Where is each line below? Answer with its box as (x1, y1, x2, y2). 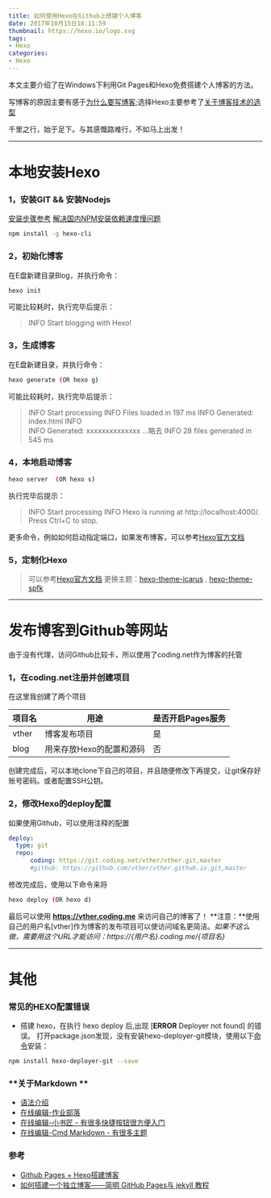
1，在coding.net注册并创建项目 (8, 671, 131, 682)
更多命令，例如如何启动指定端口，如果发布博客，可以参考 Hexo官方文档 (8, 532, 244, 541)
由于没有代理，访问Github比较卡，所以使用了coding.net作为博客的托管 (8, 649, 243, 659)
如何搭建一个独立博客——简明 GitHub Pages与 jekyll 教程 (19, 1179, 210, 1190)
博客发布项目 (44, 728, 94, 740)
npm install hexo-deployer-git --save (8, 1058, 139, 1066)
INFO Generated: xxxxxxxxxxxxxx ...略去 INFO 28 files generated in (27, 425, 252, 436)
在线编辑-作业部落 (19, 1108, 81, 1117)
